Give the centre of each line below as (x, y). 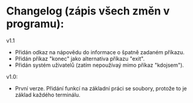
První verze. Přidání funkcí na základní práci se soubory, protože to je (101, 88)
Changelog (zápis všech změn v (88, 11)
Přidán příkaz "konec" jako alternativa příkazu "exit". (80, 58)
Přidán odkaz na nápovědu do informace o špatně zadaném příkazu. (100, 52)
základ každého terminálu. (47, 95)
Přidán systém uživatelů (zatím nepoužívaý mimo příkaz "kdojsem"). (100, 65)
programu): (35, 24)
